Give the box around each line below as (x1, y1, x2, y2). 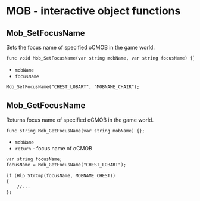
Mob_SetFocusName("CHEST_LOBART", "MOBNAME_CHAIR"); (6, 84, 140, 90)
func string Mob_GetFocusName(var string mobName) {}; (6, 128, 145, 134)
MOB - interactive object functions (6, 4, 181, 18)
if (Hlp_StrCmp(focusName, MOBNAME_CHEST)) (6, 173, 116, 179)
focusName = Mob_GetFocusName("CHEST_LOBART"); (6, 162, 127, 168)
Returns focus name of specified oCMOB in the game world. (6, 116, 154, 123)
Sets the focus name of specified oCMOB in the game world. (6, 44, 155, 51)
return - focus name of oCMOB (14, 145, 92, 152)
